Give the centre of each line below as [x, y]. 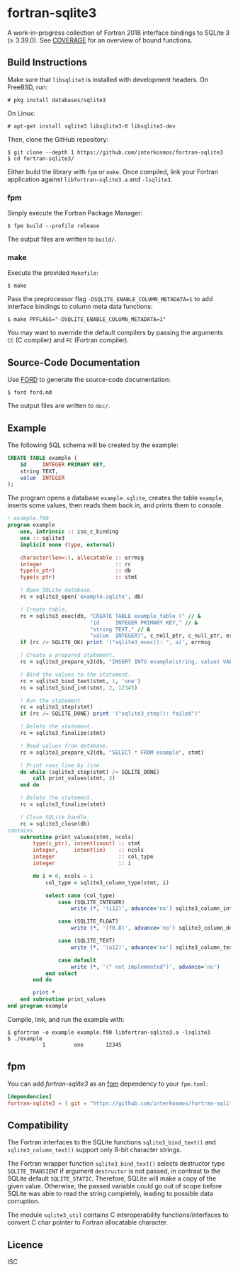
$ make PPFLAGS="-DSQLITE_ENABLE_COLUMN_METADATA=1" [87, 320]
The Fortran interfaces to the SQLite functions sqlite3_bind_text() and [112, 1142]
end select [61, 973]
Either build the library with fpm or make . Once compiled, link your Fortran [113, 171]
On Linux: [21, 113]
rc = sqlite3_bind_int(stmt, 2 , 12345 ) [79, 688]
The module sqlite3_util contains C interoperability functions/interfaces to [118, 1215]
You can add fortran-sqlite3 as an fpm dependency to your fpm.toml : [108, 1084]
